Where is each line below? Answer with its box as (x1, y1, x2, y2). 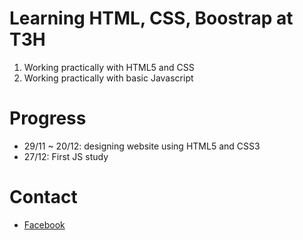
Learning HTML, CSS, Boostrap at (9, 7, 294, 30)
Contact (9, 186, 78, 209)
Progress (9, 107, 87, 130)
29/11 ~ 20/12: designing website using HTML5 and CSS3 (23, 140, 261, 152)
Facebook (23, 218, 66, 231)
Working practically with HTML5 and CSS (23, 61, 195, 73)
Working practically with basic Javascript (23, 72, 194, 84)
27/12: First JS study (23, 150, 109, 162)
